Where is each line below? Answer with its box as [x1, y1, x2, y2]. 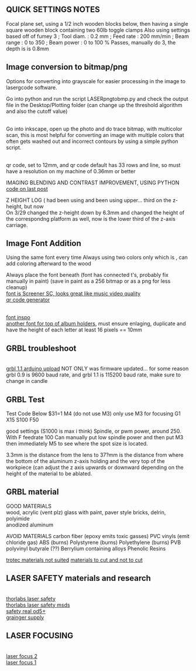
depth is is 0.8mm [6, 45, 49, 52]
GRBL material [6, 487, 59, 497]
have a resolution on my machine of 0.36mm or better [6, 167, 136, 174]
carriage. [6, 221, 28, 228]
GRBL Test [6, 395, 45, 405]
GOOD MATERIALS [6, 502, 51, 509]
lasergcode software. [6, 84, 57, 91]
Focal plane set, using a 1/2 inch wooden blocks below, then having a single [6, 20, 188, 27]
